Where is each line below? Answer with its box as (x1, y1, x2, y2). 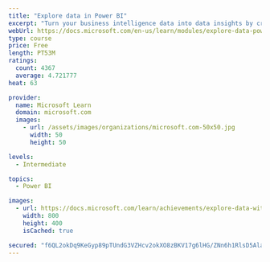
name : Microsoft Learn (15, 101, 92, 109)
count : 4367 (15, 64, 56, 72)
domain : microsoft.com (15, 108, 92, 117)
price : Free (8, 42, 48, 50)
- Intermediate (15, 160, 67, 169)
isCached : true (22, 227, 74, 235)
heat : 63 (8, 79, 38, 87)
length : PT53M (8, 49, 56, 57)
